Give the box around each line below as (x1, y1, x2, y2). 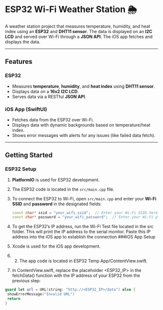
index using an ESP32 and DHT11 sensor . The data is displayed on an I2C (5, 28, 153, 34)
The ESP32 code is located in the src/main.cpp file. (12, 186, 114, 192)
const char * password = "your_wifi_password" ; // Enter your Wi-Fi (12, 215, 154, 220)
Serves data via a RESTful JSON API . (12, 94, 86, 99)
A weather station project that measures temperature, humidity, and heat (5, 23, 150, 29)
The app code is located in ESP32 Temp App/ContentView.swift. (19, 258, 148, 264)
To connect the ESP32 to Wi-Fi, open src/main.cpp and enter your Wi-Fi (12, 195, 157, 201)
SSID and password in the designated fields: (12, 201, 102, 207)
